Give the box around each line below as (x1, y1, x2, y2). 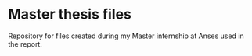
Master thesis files (8, 5, 131, 23)
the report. (8, 39, 43, 48)
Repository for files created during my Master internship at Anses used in (8, 31, 244, 40)
